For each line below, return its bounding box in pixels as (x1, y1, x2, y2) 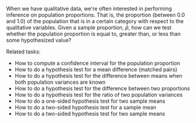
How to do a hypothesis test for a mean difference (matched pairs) (14, 66, 178, 73)
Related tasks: (6, 48, 41, 55)
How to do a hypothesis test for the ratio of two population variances (14, 92, 183, 98)
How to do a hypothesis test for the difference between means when (14, 72, 182, 79)
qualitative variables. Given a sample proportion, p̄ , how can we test (6, 24, 172, 31)
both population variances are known (14, 78, 106, 86)
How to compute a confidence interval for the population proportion (14, 59, 181, 67)
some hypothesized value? (6, 37, 72, 43)
